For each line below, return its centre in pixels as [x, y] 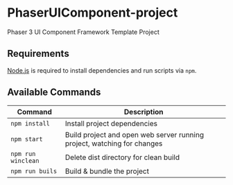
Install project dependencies [111, 123]
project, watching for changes [114, 143]
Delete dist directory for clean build [122, 157]
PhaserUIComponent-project [93, 13]
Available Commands [54, 92]
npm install [31, 123]
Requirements [38, 54]
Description [144, 112]
